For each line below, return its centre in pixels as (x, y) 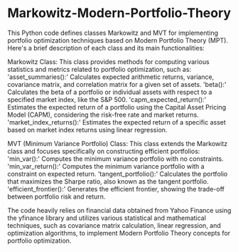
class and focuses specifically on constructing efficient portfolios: (104, 151)
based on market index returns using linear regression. (87, 130)
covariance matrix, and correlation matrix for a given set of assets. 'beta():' (117, 84)
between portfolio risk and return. (56, 196)
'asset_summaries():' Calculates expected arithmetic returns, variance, (111, 77)
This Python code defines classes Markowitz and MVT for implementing (113, 33)
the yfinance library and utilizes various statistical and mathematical (107, 218)
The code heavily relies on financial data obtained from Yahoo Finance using (119, 210)
